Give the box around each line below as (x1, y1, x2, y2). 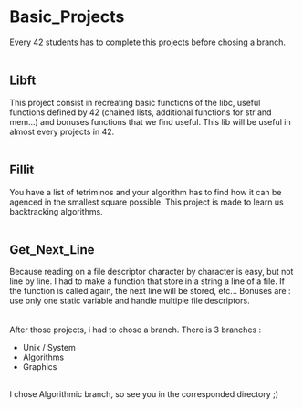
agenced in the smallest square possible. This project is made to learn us (9, 196, 285, 207)
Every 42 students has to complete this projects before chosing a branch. (9, 37, 286, 47)
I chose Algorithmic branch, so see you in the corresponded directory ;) (9, 389, 279, 400)
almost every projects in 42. (9, 126, 115, 137)
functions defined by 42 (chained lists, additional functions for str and (9, 107, 272, 118)
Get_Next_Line (9, 242, 95, 257)
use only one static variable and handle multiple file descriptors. (9, 295, 251, 307)
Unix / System (22, 342, 76, 353)
